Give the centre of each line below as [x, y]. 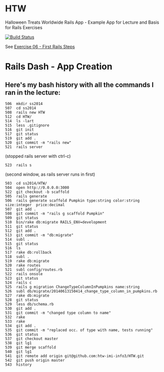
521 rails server [24, 147]
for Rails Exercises [24, 27]
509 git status [22, 218]
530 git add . [21, 308]
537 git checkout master [32, 338]
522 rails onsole [24, 274]
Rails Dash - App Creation [59, 67]
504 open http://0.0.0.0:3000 [37, 187]
